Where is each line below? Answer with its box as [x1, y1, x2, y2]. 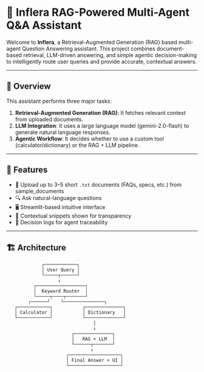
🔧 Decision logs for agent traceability [15, 218, 108, 226]
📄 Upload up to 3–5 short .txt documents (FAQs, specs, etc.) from [15, 181, 182, 188]
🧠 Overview [6, 81, 51, 92]
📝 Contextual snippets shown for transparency [15, 212, 132, 219]
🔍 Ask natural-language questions [15, 194, 102, 201]
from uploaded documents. [15, 115, 84, 123]
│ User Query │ [41, 267, 80, 273]
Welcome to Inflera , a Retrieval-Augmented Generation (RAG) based [6, 38, 177, 46]
